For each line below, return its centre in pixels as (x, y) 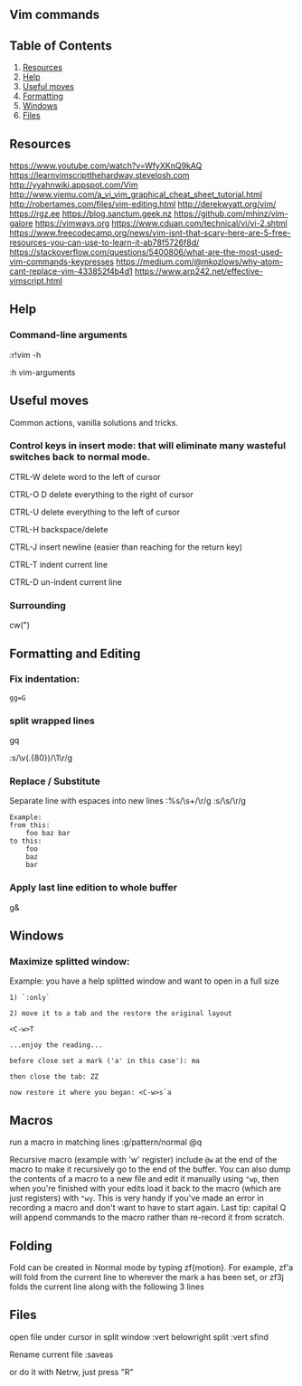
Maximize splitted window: (70, 962)
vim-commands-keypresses (62, 262)
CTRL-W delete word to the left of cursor (85, 476)
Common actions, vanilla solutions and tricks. (94, 422)
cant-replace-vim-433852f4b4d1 (71, 271)
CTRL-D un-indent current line (66, 581)
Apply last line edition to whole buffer (94, 888)
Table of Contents (61, 46)
